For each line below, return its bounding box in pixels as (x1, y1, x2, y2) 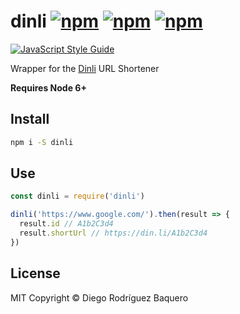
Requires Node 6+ (10, 81, 87, 94)
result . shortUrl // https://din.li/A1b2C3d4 (19, 228, 208, 239)
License (10, 265, 61, 282)
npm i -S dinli (10, 137, 74, 147)
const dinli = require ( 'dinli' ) (10, 191, 145, 202)
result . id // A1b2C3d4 (19, 219, 114, 229)
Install (10, 111, 50, 128)
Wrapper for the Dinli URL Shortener (10, 62, 160, 74)
